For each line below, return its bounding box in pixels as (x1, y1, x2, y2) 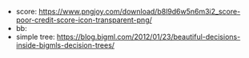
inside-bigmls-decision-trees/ (15, 41, 114, 50)
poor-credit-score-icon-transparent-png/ (15, 15, 152, 25)
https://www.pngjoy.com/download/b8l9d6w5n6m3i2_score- (38, 7, 241, 16)
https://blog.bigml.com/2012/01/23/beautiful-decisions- (56, 32, 241, 41)
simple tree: (15, 32, 55, 41)
